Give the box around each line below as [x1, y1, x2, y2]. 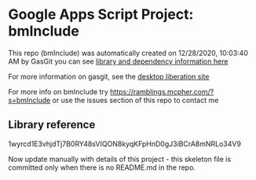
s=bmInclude [8, 95, 51, 105]
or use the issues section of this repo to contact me [52, 95, 219, 105]
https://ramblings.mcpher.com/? [109, 86, 214, 96]
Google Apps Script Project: [8, 6, 194, 24]
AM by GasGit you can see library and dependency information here [8, 57, 229, 66]
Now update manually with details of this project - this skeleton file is [8, 154, 232, 163]
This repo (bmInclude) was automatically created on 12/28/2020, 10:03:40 [8, 48, 249, 57]
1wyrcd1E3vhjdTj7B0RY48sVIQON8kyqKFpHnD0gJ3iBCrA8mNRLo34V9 [8, 139, 242, 149]
